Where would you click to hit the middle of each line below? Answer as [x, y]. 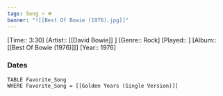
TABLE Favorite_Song [37, 80]
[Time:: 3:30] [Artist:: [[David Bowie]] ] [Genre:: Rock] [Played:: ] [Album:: [112, 40]
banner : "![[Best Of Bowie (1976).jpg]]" [68, 20]
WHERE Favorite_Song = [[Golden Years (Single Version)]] [93, 86]
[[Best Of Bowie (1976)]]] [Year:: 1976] [62, 47]
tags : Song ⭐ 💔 [30, 14]
